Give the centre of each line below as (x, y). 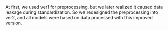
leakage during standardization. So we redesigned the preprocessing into (82, 12)
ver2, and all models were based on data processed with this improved (79, 18)
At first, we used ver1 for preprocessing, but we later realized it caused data (84, 7)
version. (14, 23)
